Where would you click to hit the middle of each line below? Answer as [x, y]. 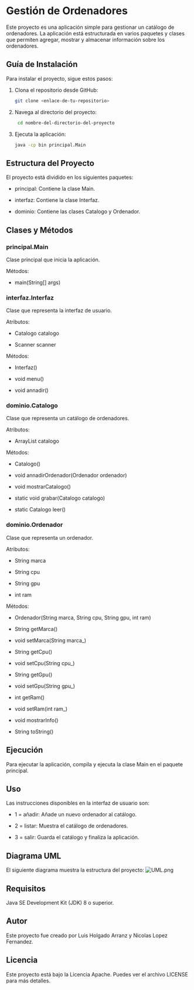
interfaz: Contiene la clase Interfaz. [57, 200]
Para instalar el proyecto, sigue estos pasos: [59, 78]
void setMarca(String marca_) [50, 640]
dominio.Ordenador [35, 525]
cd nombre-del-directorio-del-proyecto [66, 123]
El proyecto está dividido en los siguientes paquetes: [70, 177]
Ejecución [25, 750]
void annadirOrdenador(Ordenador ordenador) [71, 476]
